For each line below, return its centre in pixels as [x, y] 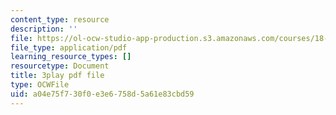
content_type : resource [60, 19]
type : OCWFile [40, 85]
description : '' [44, 29]
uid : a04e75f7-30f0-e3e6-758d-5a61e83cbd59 [102, 94]
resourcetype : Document [60, 66]
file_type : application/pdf [69, 47]
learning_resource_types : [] [71, 57]
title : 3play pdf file [57, 76]
